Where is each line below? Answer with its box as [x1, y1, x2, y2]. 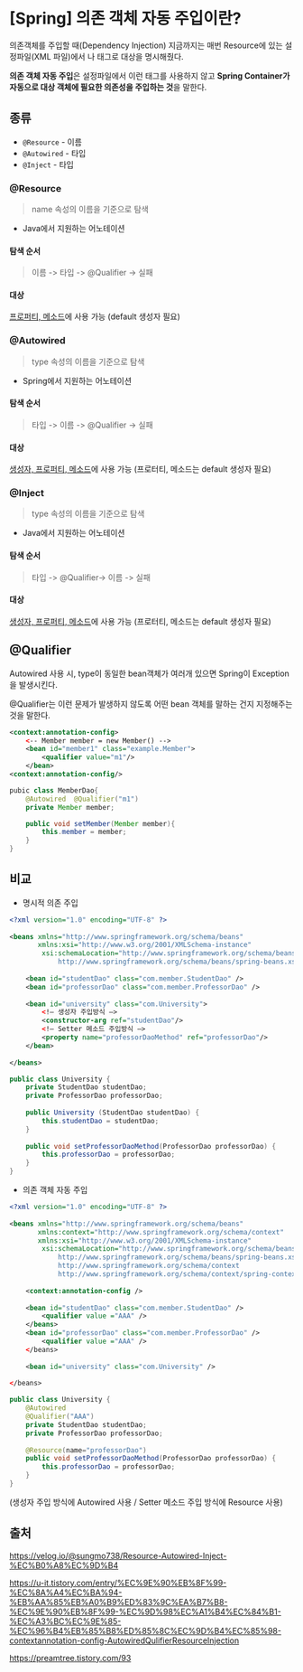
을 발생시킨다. [9, 679, 59, 690]
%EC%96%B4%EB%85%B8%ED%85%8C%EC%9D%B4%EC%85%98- [9, 1625, 282, 1636]
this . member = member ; [41, 828, 127, 837]
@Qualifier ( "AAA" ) [25, 1412, 95, 1422]
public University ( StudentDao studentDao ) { [25, 1108, 200, 1117]
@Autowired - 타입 [22, 147, 87, 158]
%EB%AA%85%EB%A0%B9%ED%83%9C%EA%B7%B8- [9, 1596, 228, 1607]
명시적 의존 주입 [22, 897, 78, 908]
